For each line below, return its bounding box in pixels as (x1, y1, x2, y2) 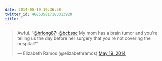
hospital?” (17, 41, 38, 47)
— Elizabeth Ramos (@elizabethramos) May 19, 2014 (17, 50, 126, 56)
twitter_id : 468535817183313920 (5, 12, 72, 17)
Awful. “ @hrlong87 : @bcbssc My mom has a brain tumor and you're (17, 30, 158, 36)
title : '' (5, 16, 26, 21)
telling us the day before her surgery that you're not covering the (17, 35, 151, 41)
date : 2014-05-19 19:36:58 (5, 7, 61, 12)
